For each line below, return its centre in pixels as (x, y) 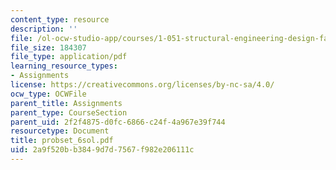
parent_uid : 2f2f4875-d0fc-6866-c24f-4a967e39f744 (118, 122)
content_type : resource (60, 19)
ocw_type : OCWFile (48, 94)
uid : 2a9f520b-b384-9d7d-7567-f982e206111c (102, 150)
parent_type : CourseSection (69, 112)
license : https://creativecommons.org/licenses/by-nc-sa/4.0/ (142, 85)
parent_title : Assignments (66, 103)
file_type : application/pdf (69, 57)
